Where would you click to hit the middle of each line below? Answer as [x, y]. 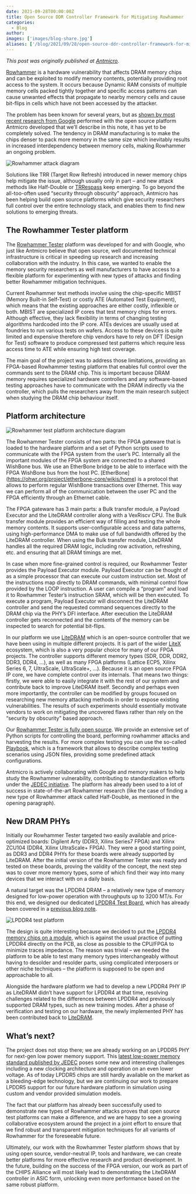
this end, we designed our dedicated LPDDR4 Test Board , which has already [98, 903]
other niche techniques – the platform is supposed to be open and [85, 969]
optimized [18, 842]
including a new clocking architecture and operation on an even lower [90, 1069]
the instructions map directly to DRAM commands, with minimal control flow [97, 582]
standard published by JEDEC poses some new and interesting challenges [95, 1062]
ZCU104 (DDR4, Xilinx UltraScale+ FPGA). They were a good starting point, [96, 848]
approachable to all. [30, 975]
